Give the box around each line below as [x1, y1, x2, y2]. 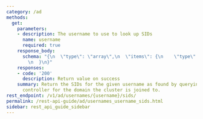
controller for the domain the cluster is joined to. [22, 87, 161, 93]
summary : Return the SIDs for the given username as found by [17, 82, 177, 88]
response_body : [17, 48, 56, 54]
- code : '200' [17, 70, 53, 76]
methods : [6, 14, 28, 20]
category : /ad [6, 8, 42, 15]
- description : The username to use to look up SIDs [17, 31, 153, 37]
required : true [22, 43, 61, 49]
